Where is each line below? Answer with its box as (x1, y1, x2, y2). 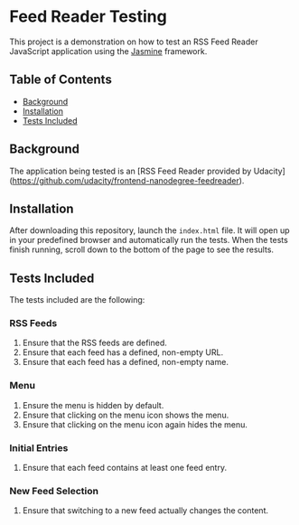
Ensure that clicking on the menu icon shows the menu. (22, 409, 229, 420)
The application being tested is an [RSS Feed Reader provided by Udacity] (9, 165, 286, 176)
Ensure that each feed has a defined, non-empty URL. (22, 347, 224, 358)
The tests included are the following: (9, 295, 145, 305)
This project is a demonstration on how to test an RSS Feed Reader (9, 36, 259, 47)
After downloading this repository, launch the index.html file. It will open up (9, 225, 291, 236)
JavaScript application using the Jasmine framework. (9, 45, 208, 56)
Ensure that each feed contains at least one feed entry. (22, 463, 228, 473)
